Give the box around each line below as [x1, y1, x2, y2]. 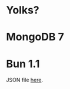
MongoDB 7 [6, 30, 65, 44]
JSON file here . [6, 77, 43, 84]
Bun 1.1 [6, 57, 40, 70]
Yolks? [6, 4, 39, 17]
